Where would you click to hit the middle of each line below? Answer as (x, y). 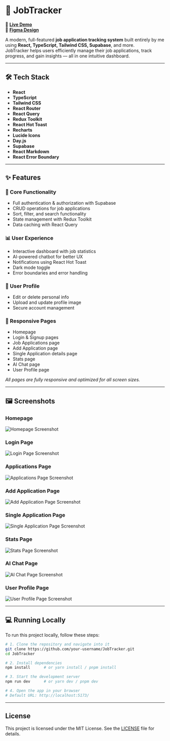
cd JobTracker (20, 654)
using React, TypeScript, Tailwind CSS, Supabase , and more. (70, 45)
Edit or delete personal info (41, 297)
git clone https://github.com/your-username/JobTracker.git (70, 649)
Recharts (23, 130)
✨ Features (23, 178)
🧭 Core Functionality (31, 192)
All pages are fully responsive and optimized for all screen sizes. (73, 380)
